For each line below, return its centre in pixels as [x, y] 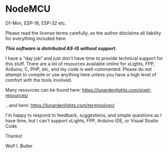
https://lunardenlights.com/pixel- [117, 90]
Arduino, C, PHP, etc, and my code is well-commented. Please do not [79, 69]
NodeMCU [28, 9]
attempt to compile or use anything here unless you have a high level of [81, 74]
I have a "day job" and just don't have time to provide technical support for [84, 58]
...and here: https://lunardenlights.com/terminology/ [60, 105]
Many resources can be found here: [43, 90]
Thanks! [14, 136]
